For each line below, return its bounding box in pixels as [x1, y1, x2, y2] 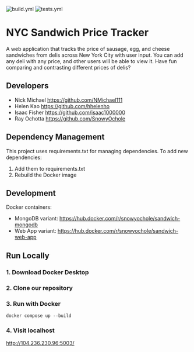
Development [6, 188, 57, 198]
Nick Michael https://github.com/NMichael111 [14, 96, 123, 103]
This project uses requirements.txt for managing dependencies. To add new [6, 147, 188, 154]
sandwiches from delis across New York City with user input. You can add [6, 51, 184, 58]
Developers [6, 81, 49, 91]
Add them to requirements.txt [14, 165, 86, 172]
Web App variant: [14, 227, 57, 234]
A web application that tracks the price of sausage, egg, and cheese [6, 45, 170, 52]
